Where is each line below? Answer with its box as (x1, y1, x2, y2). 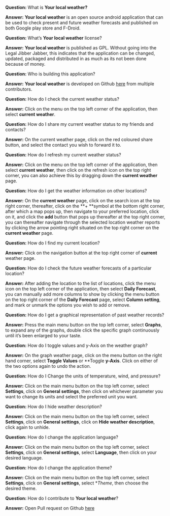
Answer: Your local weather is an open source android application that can (5, 14, 163, 20)
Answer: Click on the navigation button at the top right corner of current (5, 250, 157, 256)
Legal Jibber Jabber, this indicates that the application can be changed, (5, 50, 155, 56)
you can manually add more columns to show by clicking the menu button (5, 291, 160, 297)
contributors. (5, 86, 32, 92)
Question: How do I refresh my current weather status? (5, 152, 121, 157)
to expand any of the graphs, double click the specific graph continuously (5, 327, 160, 333)
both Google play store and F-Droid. (5, 25, 81, 31)
